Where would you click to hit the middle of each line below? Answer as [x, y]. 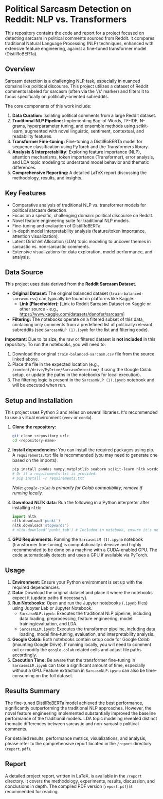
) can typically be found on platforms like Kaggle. [85, 299]
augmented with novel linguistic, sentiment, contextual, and [85, 131]
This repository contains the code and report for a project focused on [75, 33]
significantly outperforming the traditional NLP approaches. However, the [78, 708]
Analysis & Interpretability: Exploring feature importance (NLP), [76, 152]
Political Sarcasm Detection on [68, 9]
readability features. [32, 136]
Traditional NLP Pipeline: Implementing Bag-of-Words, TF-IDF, [75, 120]
